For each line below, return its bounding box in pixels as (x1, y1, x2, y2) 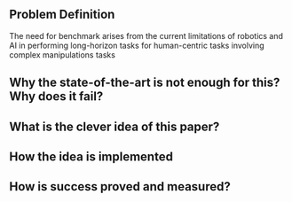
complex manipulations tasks (9, 49, 115, 60)
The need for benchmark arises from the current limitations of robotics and (9, 30, 284, 41)
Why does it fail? (9, 89, 104, 105)
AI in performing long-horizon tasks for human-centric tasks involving (9, 40, 264, 50)
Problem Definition (9, 7, 115, 22)
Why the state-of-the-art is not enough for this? (9, 75, 280, 90)
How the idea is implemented (9, 149, 173, 164)
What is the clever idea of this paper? (9, 119, 220, 134)
